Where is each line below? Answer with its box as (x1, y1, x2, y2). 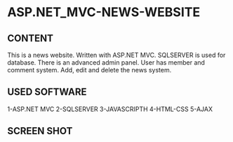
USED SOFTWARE (7, 86, 87, 98)
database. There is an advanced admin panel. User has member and (7, 58, 206, 67)
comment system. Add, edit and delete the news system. (7, 66, 172, 74)
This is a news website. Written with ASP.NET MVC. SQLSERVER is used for (7, 51, 226, 59)
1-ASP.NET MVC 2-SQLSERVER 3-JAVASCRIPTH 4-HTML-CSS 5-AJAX (7, 105, 213, 113)
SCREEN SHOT (7, 125, 73, 137)
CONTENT (7, 32, 54, 44)
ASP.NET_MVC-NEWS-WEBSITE (7, 4, 201, 20)
